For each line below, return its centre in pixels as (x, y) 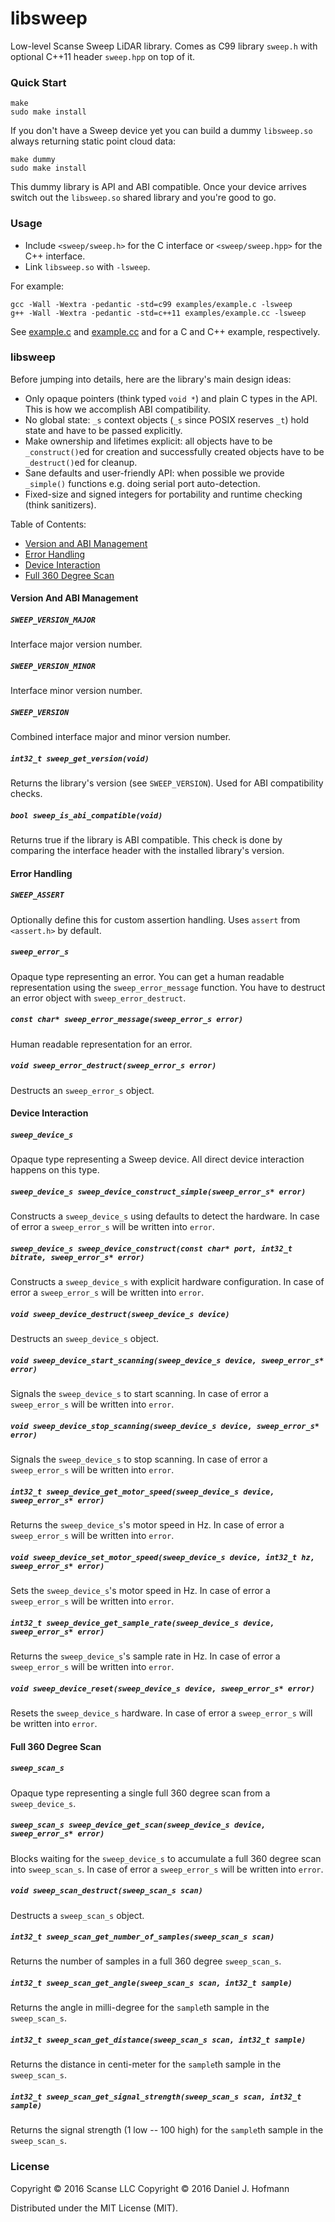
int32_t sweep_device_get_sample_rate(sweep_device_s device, (142, 1623)
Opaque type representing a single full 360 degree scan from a (140, 1793)
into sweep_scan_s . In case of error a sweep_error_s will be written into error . (167, 1869)
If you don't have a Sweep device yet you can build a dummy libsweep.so (161, 131)
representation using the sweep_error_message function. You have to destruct (168, 987)
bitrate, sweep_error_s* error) (77, 1257)
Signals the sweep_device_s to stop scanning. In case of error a (139, 1459)
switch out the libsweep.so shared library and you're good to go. (143, 198)
